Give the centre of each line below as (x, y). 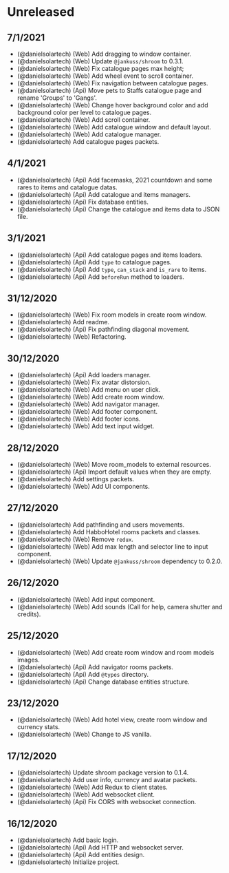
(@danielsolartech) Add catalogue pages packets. (88, 141)
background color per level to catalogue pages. (84, 112)
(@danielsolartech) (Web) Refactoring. (72, 337)
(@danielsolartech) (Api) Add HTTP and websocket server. (100, 847)
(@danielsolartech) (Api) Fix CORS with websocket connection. (107, 802)
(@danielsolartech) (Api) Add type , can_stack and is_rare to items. (112, 269)
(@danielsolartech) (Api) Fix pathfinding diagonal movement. (103, 329)
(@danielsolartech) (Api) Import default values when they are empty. (114, 472)
